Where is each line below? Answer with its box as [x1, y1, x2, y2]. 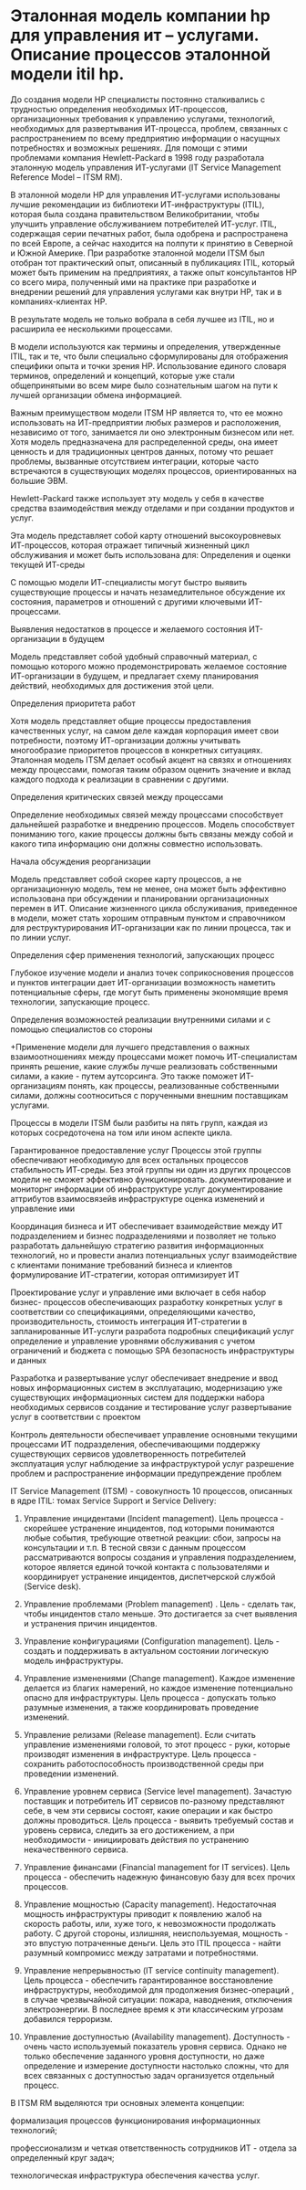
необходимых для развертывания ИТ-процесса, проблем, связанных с [10, 122, 289, 133]
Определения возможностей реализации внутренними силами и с [10, 1014, 271, 1025]
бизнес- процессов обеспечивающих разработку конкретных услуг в [10, 1296, 283, 1307]
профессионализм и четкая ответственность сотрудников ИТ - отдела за [10, 2143, 297, 2153]
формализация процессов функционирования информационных [10, 2115, 261, 2126]
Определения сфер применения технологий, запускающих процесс [10, 949, 276, 960]
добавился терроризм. [23, 2013, 113, 2024]
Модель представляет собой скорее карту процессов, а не [10, 873, 242, 884]
